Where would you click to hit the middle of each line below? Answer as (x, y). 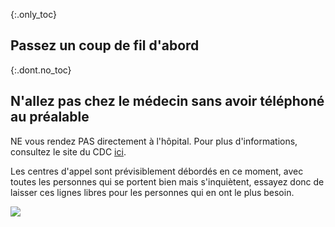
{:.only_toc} (33, 14)
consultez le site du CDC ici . (68, 151)
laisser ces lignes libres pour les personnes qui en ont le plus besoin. (152, 192)
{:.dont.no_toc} (41, 70)
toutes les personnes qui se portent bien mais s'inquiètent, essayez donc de (167, 181)
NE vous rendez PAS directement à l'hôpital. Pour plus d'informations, (154, 141)
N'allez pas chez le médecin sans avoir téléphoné (167, 101)
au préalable (50, 117)
